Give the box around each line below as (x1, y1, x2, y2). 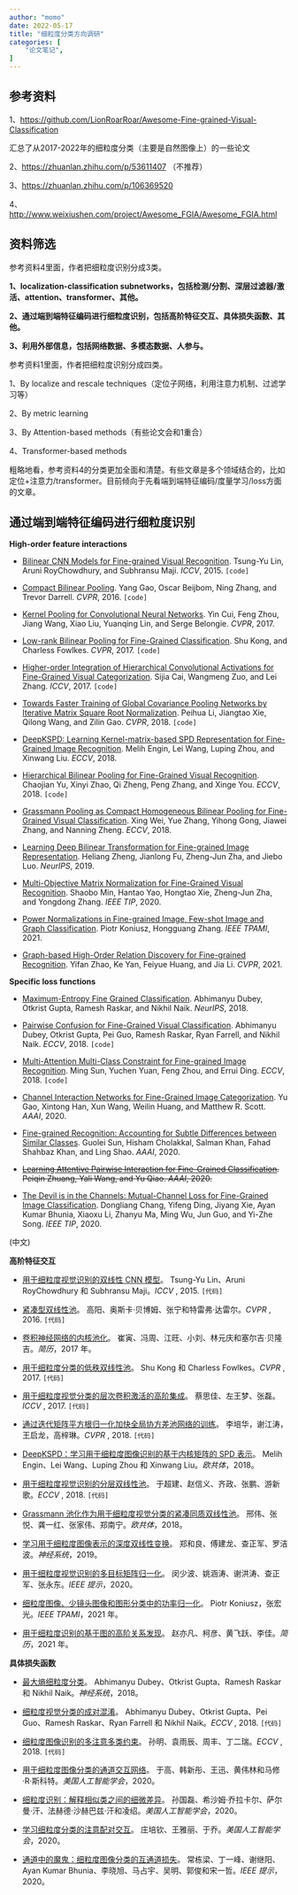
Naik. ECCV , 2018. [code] (21, 1039, 115, 1050)
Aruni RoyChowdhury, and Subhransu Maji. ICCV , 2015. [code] (21, 566, 249, 576)
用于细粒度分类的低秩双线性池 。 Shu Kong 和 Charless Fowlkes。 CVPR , (21, 1362, 286, 1373)
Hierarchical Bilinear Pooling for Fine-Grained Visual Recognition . (21, 770, 260, 781)
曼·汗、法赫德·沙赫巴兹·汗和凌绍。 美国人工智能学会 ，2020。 (21, 1806, 242, 1816)
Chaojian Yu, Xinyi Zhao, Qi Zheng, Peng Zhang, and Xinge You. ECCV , (21, 780, 281, 790)
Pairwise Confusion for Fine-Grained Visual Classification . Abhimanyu (21, 1020, 277, 1031)
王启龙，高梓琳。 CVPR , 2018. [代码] (21, 1430, 156, 1441)
